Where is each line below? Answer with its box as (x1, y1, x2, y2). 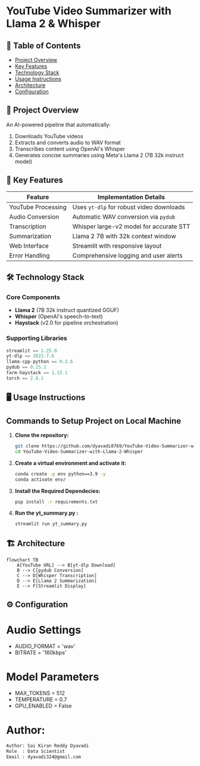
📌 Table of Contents (6, 41, 81, 51)
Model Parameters (6, 670, 99, 683)
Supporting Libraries (6, 334, 67, 342)
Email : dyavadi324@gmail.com (6, 754, 82, 760)
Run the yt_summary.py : (14, 509, 79, 516)
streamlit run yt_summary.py (14, 521, 87, 527)
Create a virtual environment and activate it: (14, 459, 127, 466)
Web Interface (9, 241, 49, 250)
